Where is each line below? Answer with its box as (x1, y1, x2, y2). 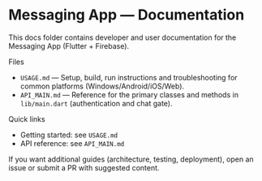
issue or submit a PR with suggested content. (8, 162, 160, 172)
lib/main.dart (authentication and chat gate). (19, 98, 173, 108)
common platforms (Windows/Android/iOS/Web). (19, 81, 185, 91)
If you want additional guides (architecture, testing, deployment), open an (8, 154, 254, 164)
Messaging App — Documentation (8, 6, 245, 24)
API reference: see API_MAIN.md (19, 138, 125, 148)
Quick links (8, 114, 46, 123)
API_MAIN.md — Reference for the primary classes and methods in (19, 89, 239, 99)
